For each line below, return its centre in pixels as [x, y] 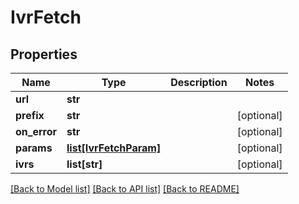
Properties [44, 54]
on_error [36, 131]
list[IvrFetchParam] [114, 148]
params [34, 148]
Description [199, 82]
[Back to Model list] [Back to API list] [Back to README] [125, 189]
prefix [30, 115]
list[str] [84, 164]
